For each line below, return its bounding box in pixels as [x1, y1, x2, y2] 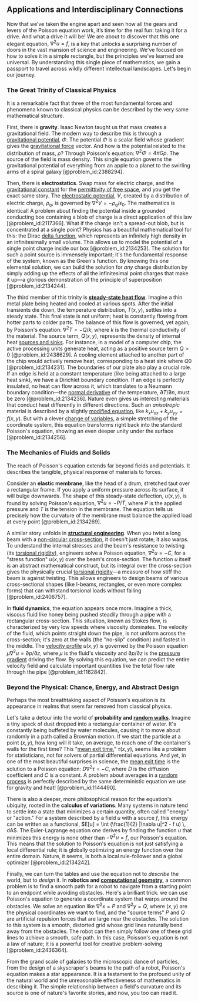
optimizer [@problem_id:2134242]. [6, 859, 91, 866]
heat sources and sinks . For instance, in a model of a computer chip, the [6, 338, 182, 345]
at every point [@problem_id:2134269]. [6, 518, 102, 525]
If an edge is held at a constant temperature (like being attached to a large [6, 370, 186, 377]
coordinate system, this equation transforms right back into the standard [6, 421, 182, 429]
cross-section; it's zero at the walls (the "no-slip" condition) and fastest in [6, 636, 186, 643]
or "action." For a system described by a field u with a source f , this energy [6, 814, 188, 821]
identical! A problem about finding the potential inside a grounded [6, 207, 166, 214]
